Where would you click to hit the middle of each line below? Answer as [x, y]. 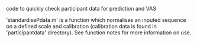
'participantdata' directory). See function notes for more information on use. [99, 33]
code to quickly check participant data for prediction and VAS [81, 9]
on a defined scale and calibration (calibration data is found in [81, 26]
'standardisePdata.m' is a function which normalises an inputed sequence [96, 20]
